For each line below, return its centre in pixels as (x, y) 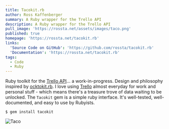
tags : (11, 57)
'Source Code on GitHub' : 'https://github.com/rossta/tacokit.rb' (82, 48)
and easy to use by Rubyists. (65, 103)
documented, (19, 103)
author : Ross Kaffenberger (34, 15)
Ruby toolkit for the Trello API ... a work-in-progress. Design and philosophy (84, 81)
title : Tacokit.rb (25, 10)
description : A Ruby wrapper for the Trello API (58, 24)
